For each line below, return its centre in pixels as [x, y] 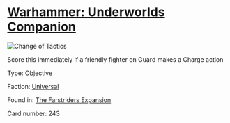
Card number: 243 [34, 113]
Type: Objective [30, 73]
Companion [42, 27]
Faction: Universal [33, 86]
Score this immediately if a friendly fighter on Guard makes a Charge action [115, 59]
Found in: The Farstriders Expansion [59, 100]
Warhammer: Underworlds [86, 12]
